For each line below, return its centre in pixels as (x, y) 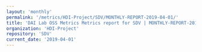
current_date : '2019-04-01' (41, 39)
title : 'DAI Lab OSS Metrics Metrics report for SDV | (76, 23)
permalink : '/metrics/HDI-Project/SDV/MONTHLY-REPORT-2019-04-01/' (93, 17)
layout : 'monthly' (29, 12)
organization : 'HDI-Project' (43, 28)
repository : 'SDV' (29, 34)
